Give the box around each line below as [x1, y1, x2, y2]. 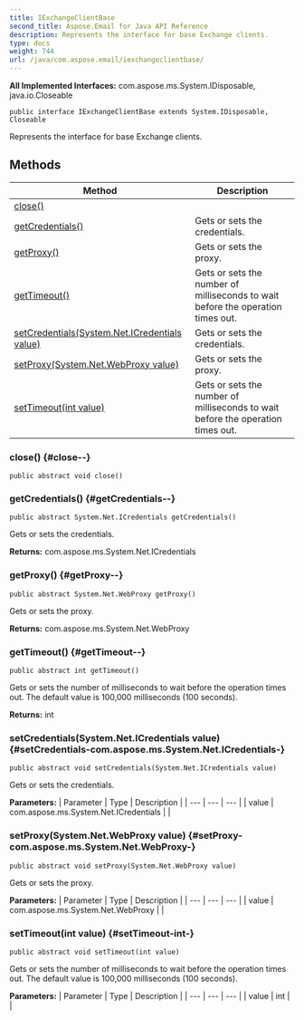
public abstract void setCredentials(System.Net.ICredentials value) [9, 764, 278, 773]
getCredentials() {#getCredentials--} [9, 493, 176, 505]
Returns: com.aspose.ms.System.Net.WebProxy [9, 622, 190, 634]
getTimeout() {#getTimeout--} [9, 645, 147, 658]
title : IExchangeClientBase [9, 13, 116, 23]
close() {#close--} [9, 450, 91, 463]
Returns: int [9, 709, 54, 720]
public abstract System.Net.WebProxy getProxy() [9, 590, 196, 599]
